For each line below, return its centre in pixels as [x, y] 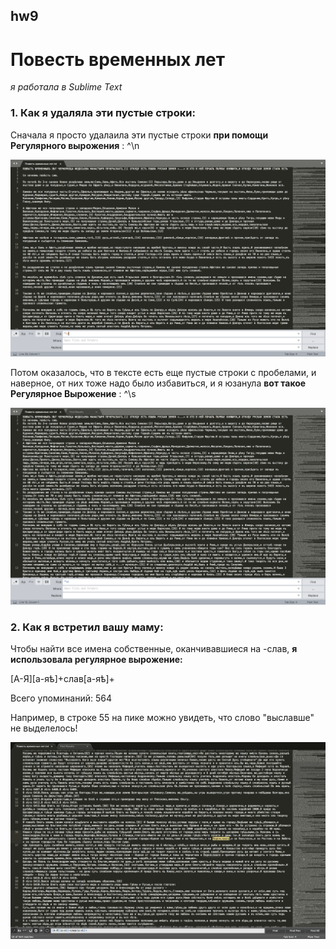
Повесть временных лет [118, 59]
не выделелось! [44, 728]
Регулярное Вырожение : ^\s [73, 393]
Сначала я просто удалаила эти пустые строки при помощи [139, 135]
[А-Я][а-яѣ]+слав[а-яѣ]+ [62, 678]
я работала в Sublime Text [66, 87]
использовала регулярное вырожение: [96, 659]
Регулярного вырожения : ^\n [75, 145]
